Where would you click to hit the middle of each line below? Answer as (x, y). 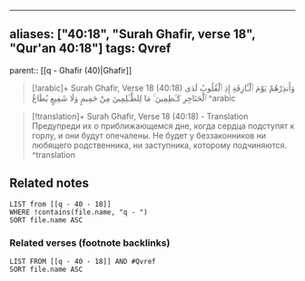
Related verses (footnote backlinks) (90, 243)
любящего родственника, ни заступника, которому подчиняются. (159, 145)
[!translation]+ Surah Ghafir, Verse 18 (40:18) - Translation (140, 116)
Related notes (49, 184)
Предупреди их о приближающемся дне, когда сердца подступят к (163, 126)
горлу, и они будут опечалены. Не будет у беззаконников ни (148, 135)
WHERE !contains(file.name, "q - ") (79, 212)
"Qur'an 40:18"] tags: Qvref (90, 48)
